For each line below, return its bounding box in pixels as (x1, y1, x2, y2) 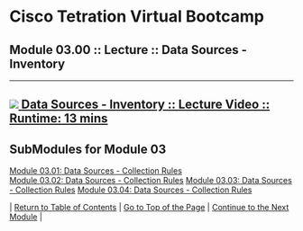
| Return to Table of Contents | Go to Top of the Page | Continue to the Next (9, 202, 289, 213)
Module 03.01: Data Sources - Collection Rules (9, 165, 183, 176)
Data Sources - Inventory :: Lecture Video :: (21, 97, 271, 112)
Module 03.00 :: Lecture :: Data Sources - (9, 42, 248, 58)
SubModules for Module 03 (9, 141, 167, 156)
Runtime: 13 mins (9, 111, 108, 127)
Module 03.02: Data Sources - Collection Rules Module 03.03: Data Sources (9, 175, 293, 186)
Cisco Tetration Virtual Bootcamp (9, 6, 264, 27)
